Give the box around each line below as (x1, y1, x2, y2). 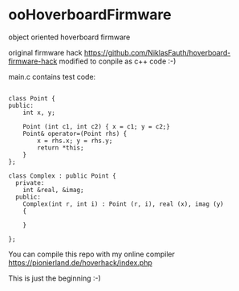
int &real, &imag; (22, 186, 84, 194)
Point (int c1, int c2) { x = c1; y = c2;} (22, 122, 171, 130)
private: (15, 178, 45, 186)
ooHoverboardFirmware (8, 6, 172, 24)
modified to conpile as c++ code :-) (59, 56, 176, 66)
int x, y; (22, 109, 56, 117)
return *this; (37, 143, 84, 152)
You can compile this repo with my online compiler (8, 249, 175, 259)
